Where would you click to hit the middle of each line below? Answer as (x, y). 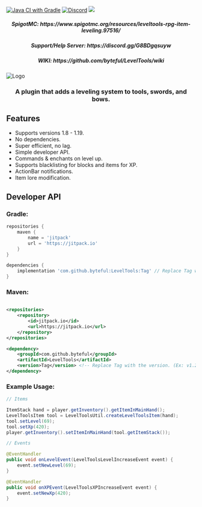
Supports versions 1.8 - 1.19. (49, 133)
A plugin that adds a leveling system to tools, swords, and (101, 92)
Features (23, 118)
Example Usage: (31, 386)
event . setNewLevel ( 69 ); (47, 465)
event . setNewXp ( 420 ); (44, 493)
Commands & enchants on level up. (59, 159)
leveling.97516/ (101, 30)
